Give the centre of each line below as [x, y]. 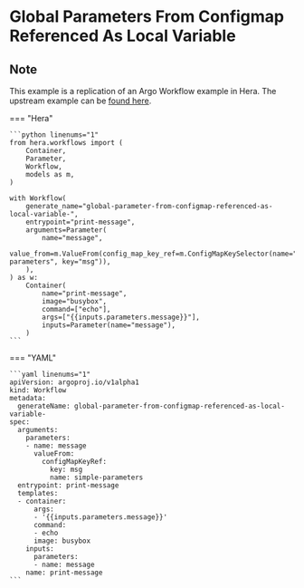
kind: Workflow [38, 390]
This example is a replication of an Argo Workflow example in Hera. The [143, 91]
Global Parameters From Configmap [147, 17]
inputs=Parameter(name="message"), [109, 325]
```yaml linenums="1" [50, 374]
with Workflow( [38, 198]
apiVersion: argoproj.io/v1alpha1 [75, 382]
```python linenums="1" [54, 135]
